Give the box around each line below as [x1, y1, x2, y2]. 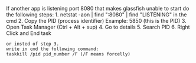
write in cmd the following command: [6, 46, 99, 52]
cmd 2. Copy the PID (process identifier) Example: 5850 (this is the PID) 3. [6, 17, 187, 24]
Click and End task [6, 30, 52, 37]
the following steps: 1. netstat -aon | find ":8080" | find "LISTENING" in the [6, 11, 187, 18]
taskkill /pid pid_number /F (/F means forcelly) [6, 51, 131, 57]
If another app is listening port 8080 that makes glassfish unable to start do [6, 5, 190, 12]
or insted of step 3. [6, 41, 60, 47]
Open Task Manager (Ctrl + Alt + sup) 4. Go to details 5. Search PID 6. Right [6, 23, 190, 30]
